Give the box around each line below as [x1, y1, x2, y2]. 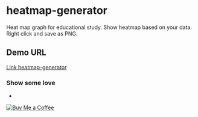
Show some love [6, 78, 56, 87]
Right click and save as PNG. [6, 30, 78, 37]
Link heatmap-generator [6, 63, 67, 71]
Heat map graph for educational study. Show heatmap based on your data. [6, 24, 192, 31]
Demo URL [6, 48, 46, 58]
